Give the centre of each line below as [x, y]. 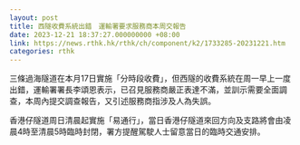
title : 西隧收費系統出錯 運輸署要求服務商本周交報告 [98, 26]
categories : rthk [42, 52]
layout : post [34, 18]
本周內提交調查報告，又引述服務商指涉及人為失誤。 [120, 101]
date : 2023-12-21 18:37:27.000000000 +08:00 [95, 34]
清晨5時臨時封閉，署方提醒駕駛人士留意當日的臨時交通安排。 [152, 131]
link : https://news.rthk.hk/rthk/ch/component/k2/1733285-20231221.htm [147, 43]
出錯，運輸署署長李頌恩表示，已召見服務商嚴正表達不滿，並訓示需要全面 [144, 90]
